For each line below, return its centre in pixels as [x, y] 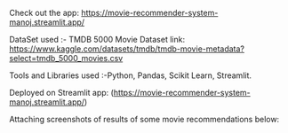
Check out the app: [44, 13]
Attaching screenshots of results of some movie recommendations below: [144, 119]
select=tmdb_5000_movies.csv [66, 58]
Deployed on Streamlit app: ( [61, 93]
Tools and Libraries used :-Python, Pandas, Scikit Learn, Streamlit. [130, 75]
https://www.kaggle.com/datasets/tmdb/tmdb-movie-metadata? [127, 49]
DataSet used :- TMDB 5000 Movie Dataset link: [97, 39]
